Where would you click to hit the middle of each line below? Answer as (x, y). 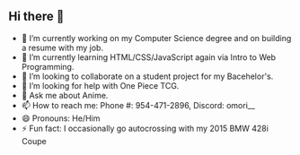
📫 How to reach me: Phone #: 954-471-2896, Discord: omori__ (138, 105)
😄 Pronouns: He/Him (61, 118)
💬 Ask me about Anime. (65, 95)
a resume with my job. (62, 47)
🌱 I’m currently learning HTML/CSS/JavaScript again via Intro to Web (148, 57)
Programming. (48, 66)
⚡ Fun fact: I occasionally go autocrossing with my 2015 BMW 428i (145, 128)
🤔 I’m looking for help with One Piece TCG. (100, 85)
